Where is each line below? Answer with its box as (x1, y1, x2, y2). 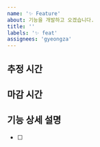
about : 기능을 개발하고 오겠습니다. (7, 17, 95, 23)
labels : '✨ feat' (7, 29, 58, 37)
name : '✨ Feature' (7, 10, 61, 17)
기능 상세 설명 (7, 115, 62, 126)
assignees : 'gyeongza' (7, 36, 72, 43)
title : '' (7, 23, 36, 30)
